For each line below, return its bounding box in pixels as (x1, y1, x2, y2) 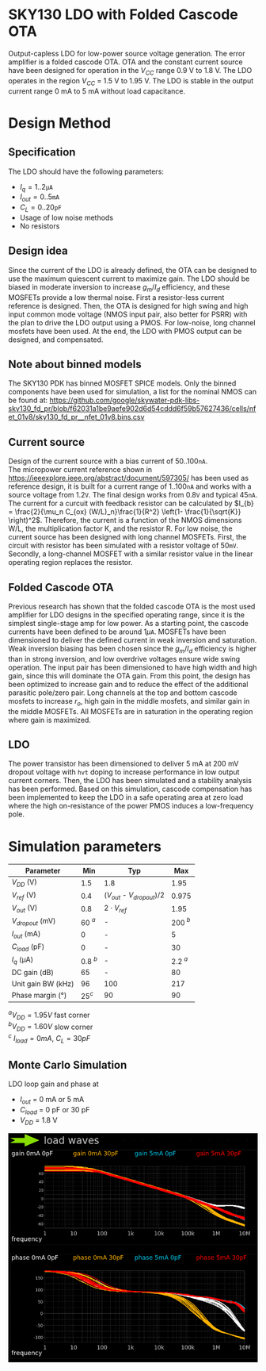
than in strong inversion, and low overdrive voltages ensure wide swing (8, 654, 241, 663)
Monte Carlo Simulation (8, 1058, 127, 1072)
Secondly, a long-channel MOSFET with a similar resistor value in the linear (8, 549, 253, 559)
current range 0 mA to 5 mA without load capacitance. (8, 86, 186, 96)
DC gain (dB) (11, 968, 54, 977)
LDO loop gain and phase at (8, 1079, 99, 1089)
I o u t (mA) (11, 929, 41, 941)
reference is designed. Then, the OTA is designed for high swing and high (8, 301, 249, 310)
